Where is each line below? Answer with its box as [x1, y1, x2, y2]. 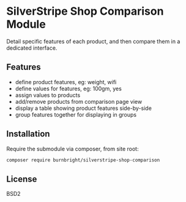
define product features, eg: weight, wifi [15, 78, 117, 85]
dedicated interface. [6, 44, 58, 52]
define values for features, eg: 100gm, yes [15, 85, 122, 92]
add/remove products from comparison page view [15, 98, 143, 105]
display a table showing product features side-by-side [15, 104, 152, 112]
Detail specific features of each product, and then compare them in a [6, 37, 180, 45]
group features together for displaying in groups [15, 111, 136, 118]
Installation [6, 129, 50, 139]
